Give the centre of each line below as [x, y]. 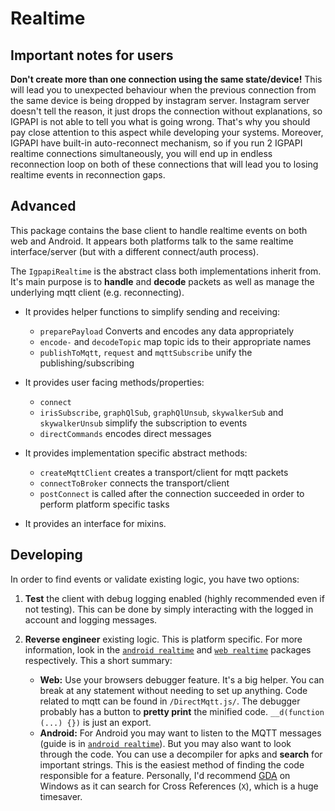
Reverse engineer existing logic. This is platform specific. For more [163, 639]
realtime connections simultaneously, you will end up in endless [141, 153]
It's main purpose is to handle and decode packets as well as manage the [162, 281]
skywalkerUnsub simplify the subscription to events [143, 423]
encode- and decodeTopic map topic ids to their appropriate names [175, 341]
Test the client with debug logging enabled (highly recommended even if [174, 598]
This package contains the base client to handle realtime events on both [159, 230]
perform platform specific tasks [104, 504]
